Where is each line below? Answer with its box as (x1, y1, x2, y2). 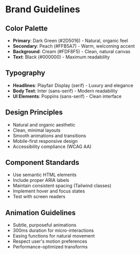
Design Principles (5, 108, 63, 117)
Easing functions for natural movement (12, 233, 95, 239)
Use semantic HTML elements (12, 172, 77, 178)
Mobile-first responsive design (12, 138, 78, 144)
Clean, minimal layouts (12, 127, 61, 133)
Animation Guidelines (5, 208, 76, 217)
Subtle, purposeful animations (12, 222, 77, 228)
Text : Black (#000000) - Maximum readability (12, 54, 110, 60)
